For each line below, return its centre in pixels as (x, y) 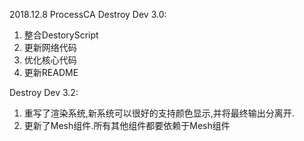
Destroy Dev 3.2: (44, 92)
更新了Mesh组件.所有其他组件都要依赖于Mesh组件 (127, 125)
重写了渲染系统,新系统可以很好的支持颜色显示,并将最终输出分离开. (159, 113)
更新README (51, 72)
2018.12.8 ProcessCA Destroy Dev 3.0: (88, 14)
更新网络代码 (50, 47)
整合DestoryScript (61, 35)
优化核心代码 (50, 60)
